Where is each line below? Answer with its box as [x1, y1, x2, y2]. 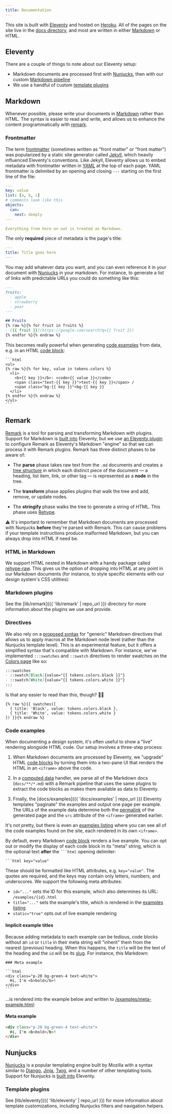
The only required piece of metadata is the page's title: [5, 235, 122, 242]
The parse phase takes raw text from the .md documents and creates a [12, 461, 163, 468]
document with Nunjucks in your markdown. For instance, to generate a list [5, 269, 164, 276]
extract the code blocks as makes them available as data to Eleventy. [12, 786, 159, 792]
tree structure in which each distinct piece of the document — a [12, 467, 148, 473]
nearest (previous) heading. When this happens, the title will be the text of [5, 944, 166, 950]
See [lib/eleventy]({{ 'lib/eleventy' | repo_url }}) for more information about [5, 1098, 163, 1104]
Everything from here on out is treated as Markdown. [5, 226, 123, 231]
